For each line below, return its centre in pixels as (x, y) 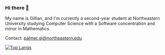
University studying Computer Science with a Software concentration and (80, 23)
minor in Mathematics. (28, 29)
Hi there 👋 (17, 8)
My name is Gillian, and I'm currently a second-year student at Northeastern (83, 18)
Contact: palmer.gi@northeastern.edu (44, 38)
